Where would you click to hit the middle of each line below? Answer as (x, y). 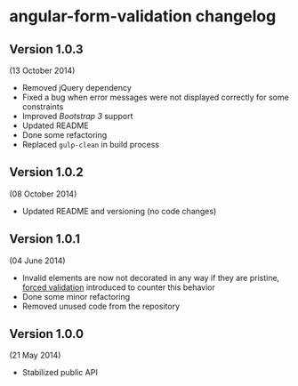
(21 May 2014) (35, 355)
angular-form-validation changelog (143, 16)
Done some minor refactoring (76, 296)
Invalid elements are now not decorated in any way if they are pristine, (151, 277)
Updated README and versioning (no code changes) (119, 211)
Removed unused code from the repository (101, 306)
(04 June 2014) (37, 261)
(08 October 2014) (43, 194)
